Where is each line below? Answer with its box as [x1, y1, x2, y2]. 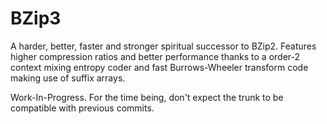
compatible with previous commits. [10, 102, 155, 114]
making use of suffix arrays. [10, 72, 126, 84]
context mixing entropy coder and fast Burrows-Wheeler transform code [10, 61, 309, 73]
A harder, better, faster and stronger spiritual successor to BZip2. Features [10, 40, 317, 52]
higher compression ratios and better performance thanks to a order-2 [10, 50, 301, 62]
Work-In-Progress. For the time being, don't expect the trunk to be [10, 91, 284, 103]
